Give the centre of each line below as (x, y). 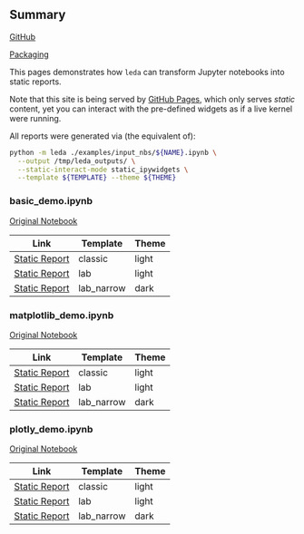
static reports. (35, 82)
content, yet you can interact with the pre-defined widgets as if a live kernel (151, 109)
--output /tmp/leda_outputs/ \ (77, 161)
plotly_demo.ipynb (51, 429)
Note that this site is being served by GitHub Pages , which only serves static (152, 99)
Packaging (29, 54)
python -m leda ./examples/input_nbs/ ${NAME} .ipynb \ (113, 152)
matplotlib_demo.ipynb (62, 315)
